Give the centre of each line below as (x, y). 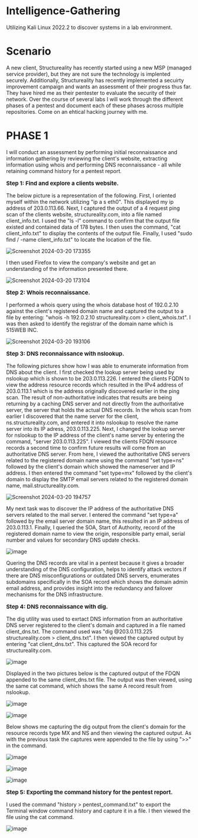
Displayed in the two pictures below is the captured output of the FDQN (93, 673)
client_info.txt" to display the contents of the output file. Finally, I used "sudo (99, 233)
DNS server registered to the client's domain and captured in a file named (96, 625)
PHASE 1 (27, 136)
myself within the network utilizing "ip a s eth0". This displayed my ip (90, 201)
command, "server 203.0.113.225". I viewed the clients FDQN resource (92, 441)
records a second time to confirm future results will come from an (86, 447)
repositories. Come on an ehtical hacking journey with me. (77, 111)
